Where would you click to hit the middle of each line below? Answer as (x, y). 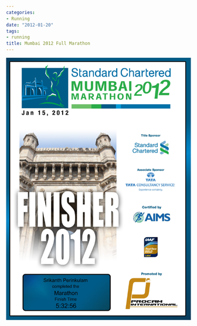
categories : (21, 12)
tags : (13, 31)
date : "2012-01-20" (30, 25)
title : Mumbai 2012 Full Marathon (48, 44)
